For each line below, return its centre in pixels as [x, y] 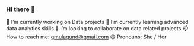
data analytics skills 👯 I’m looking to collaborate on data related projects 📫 [97, 29]
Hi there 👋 [21, 9]
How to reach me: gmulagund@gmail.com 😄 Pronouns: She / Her [86, 37]
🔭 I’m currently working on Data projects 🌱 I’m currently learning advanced [97, 22]
